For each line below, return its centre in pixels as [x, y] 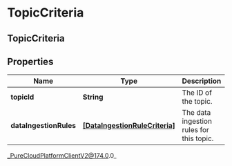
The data [196, 113]
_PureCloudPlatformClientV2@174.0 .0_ [62, 156]
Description [202, 81]
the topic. [197, 102]
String [93, 97]
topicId [22, 97]
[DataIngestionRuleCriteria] [129, 126]
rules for [195, 130]
